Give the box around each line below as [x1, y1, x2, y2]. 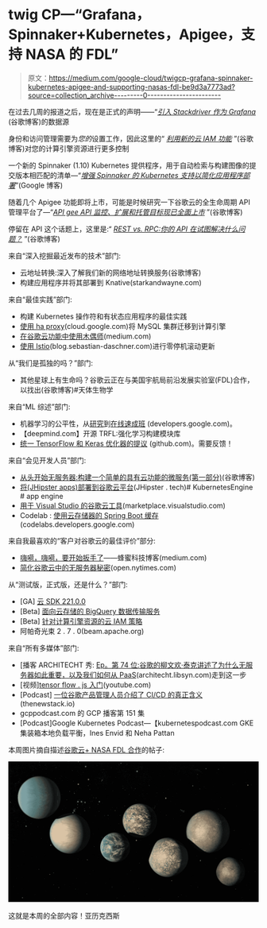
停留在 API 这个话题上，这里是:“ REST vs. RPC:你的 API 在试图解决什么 [8, 224, 238, 234]
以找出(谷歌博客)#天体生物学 [19, 385, 114, 394]
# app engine [19, 491, 64, 501]
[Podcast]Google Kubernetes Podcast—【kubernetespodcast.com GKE [19, 718, 254, 728]
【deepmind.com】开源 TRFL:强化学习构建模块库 [19, 428, 181, 438]
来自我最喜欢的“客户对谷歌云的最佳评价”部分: [8, 536, 157, 545]
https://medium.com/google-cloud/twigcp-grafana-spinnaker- [48, 73, 253, 83]
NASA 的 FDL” [25, 45, 119, 64]
